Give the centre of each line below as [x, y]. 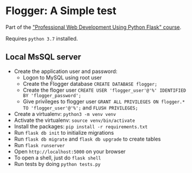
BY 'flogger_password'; [52, 95]
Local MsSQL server [43, 57]
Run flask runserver [39, 145]
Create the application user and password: [66, 71]
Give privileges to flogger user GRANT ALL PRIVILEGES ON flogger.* [104, 101]
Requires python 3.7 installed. [42, 38]
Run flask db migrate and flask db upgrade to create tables [87, 139]
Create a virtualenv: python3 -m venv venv [65, 114]
